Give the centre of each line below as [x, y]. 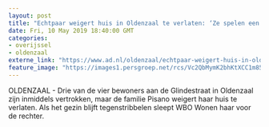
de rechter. [26, 116]
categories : [28, 38]
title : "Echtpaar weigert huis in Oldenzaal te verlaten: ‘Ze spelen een [134, 23]
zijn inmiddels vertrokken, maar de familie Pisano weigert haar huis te [123, 99]
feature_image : [34, 68]
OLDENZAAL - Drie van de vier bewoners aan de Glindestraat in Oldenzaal [131, 90]
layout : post [30, 16]
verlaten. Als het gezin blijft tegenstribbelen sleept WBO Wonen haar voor [130, 107]
